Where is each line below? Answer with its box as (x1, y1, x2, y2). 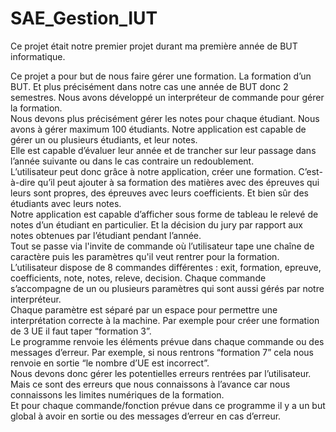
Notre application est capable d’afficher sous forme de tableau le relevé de (10, 208, 319, 220)
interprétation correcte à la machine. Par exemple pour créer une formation (10, 314, 320, 326)
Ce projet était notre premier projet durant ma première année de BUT (10, 40, 298, 52)
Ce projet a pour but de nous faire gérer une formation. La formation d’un (10, 70, 312, 82)
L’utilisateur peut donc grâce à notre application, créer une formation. (10, 165, 297, 177)
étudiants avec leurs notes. (10, 197, 122, 209)
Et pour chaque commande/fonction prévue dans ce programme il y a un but (10, 399, 326, 411)
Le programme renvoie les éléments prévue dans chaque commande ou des (10, 335, 325, 347)
